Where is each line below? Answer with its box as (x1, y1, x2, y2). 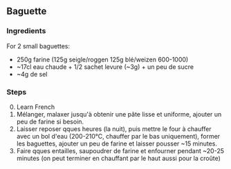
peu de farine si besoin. (16, 117, 84, 126)
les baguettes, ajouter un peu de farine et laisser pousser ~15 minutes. (16, 139, 217, 148)
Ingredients (6, 26, 46, 36)
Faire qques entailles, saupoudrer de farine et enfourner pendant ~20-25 (16, 146, 224, 155)
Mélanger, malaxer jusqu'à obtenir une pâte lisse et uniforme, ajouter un (16, 110, 222, 118)
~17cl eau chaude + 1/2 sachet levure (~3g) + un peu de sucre (16, 62, 194, 71)
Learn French (16, 103, 55, 111)
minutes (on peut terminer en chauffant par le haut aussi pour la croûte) (16, 154, 221, 162)
